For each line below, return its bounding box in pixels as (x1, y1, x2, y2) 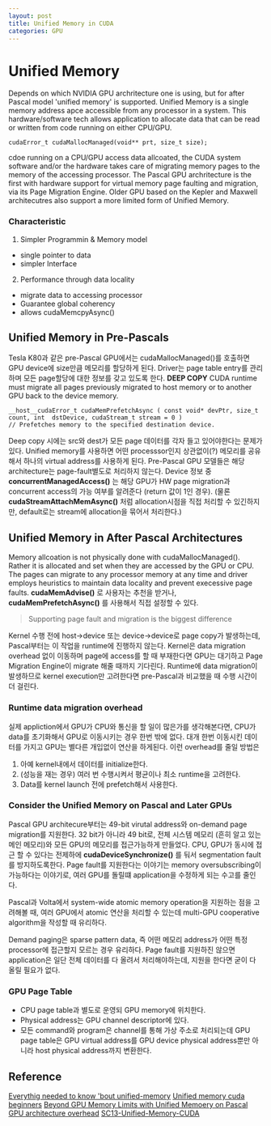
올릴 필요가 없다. (8, 965, 61, 975)
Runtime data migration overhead (8, 702, 143, 713)
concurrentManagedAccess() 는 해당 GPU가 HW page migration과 (8, 477, 231, 487)
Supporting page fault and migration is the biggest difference (28, 614, 232, 624)
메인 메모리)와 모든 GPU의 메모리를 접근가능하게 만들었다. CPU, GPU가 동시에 (8, 839, 255, 849)
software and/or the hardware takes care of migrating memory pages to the (8, 161, 260, 171)
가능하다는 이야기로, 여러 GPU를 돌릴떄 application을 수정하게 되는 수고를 (8, 869, 241, 879)
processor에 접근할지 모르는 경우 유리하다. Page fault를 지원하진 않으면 (8, 945, 236, 954)
